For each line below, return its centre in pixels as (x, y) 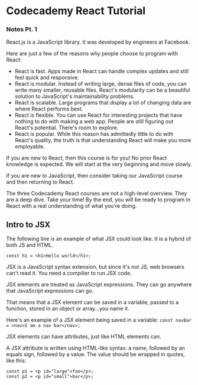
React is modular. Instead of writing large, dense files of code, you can (101, 84)
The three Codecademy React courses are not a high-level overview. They (97, 194)
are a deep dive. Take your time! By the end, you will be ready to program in (98, 200)
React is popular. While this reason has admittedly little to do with (94, 134)
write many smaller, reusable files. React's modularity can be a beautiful (102, 90)
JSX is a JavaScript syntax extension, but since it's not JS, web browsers (95, 267)
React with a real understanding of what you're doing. (72, 206)
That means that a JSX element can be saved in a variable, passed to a (92, 302)
